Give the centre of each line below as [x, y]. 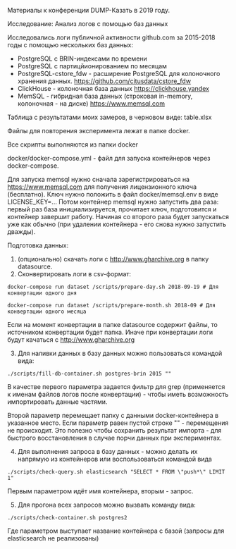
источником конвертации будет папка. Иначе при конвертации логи [110, 332]
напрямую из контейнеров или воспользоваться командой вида [115, 459]
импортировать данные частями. [57, 402]
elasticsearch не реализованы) [53, 538]
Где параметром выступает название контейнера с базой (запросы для [116, 531]
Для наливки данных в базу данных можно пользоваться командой [120, 353]
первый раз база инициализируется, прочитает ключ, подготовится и [112, 209]
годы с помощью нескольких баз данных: [70, 45]
